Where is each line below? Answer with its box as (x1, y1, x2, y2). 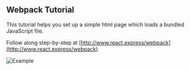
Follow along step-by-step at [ (6, 39, 81, 46)
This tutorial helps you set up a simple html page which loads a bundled (6, 21, 185, 28)
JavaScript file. (6, 27, 44, 34)
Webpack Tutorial (6, 5, 74, 15)
